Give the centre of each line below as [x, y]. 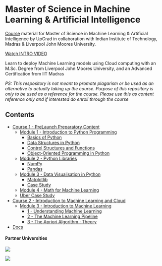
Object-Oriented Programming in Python [68, 153]
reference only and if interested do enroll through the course [67, 99]
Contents [20, 115]
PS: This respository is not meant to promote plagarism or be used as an [80, 83]
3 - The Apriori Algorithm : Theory [62, 221]
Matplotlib [37, 179]
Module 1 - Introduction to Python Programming [68, 132]
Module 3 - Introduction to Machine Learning [65, 206]
